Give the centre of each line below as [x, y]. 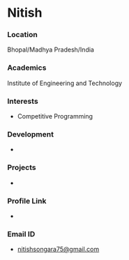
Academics [27, 68]
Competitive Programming [55, 116]
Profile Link [27, 201]
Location [23, 35]
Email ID [21, 234]
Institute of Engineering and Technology [65, 83]
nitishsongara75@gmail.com [58, 250]
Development [31, 134]
